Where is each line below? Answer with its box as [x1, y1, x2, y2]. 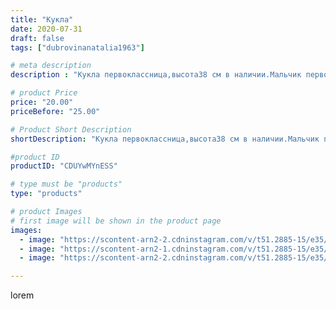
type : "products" [10, 189, 83, 199]
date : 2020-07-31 [10, 24, 83, 34]
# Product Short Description [10, 124, 132, 135]
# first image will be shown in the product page [10, 216, 222, 226]
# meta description [10, 61, 92, 71]
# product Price [10, 88, 78, 98]
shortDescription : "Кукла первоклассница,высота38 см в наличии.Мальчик [10, 134, 320, 144]
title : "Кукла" [10, 14, 74, 25]
